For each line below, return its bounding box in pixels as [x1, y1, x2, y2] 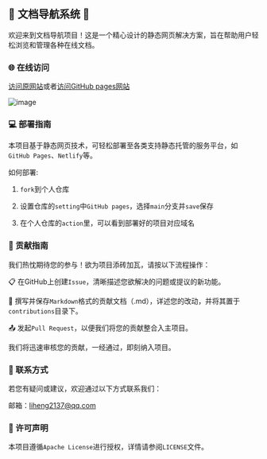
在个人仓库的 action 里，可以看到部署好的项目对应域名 [19, 218, 195, 228]
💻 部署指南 [8, 119, 52, 130]
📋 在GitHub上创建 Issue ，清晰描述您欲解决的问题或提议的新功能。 [8, 277, 226, 286]
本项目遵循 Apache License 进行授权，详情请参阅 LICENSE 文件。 [8, 442, 209, 452]
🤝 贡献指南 [8, 240, 49, 251]
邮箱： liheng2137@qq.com [8, 401, 97, 410]
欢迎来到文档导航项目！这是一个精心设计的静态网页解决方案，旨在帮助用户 [8, 30, 252, 40]
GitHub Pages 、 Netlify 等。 [8, 150, 98, 161]
